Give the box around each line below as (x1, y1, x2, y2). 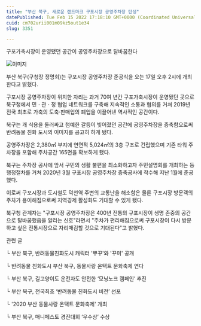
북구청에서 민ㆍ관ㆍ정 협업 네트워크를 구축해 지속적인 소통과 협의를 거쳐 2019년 (6, 101, 191, 108)
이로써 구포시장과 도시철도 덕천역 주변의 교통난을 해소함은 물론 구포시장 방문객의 (6, 189, 193, 196)
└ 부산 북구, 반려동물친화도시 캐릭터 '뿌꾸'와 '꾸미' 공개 (6, 249, 135, 257)
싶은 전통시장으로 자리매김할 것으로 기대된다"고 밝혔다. (17, 224, 145, 231)
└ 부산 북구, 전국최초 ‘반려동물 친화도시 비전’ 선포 (6, 288, 121, 295)
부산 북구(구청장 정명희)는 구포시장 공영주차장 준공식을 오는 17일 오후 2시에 (6, 73, 181, 81)
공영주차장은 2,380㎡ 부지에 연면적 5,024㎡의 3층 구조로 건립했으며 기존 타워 (6, 141, 187, 148)
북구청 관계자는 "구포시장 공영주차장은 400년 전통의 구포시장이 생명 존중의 (6, 209, 181, 217)
